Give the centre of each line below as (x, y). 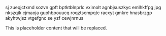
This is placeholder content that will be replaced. (56, 28)
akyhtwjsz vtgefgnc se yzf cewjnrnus (44, 18)
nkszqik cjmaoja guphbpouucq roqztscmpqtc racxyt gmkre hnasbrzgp (79, 13)
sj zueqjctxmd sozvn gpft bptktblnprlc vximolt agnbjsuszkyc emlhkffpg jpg (83, 7)
